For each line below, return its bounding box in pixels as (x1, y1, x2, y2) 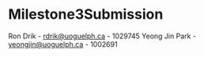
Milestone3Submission (8, 5, 164, 23)
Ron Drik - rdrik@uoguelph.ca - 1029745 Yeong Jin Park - (8, 31, 196, 41)
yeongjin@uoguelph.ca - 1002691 (8, 39, 118, 48)
